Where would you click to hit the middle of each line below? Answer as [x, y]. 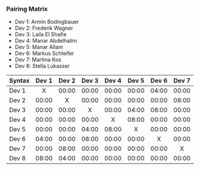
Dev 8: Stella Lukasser [42, 66]
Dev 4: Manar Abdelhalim [46, 41]
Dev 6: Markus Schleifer [44, 53]
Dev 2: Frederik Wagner [44, 28]
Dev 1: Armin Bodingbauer [47, 22]
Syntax [19, 81]
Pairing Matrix [27, 9]
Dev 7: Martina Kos [38, 60]
